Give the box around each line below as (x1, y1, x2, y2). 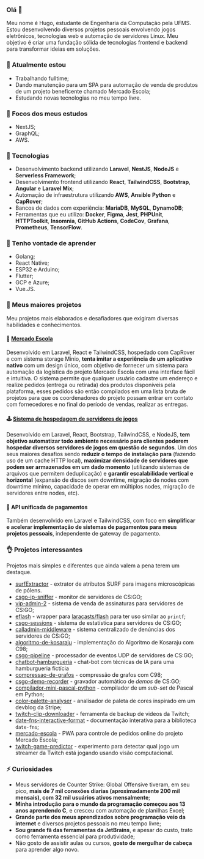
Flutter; (15, 272, 34, 280)
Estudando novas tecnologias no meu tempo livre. (15, 94, 142, 101)
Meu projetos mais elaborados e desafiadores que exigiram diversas (6, 314, 179, 322)
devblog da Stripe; (15, 703, 62, 711)
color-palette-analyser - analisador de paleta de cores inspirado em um (15, 697, 195, 704)
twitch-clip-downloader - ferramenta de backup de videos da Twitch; (15, 710, 191, 717)
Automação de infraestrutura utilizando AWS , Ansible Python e (15, 191, 176, 199)
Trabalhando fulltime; (15, 75, 69, 82)
